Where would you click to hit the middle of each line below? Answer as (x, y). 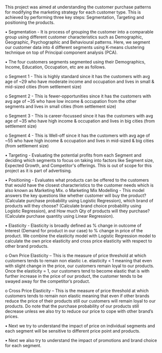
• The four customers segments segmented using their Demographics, (75, 62)
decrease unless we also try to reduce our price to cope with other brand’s (79, 311)
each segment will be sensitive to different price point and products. (73, 331)
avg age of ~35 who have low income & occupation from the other (71, 101)
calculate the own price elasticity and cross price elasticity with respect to (79, 241)
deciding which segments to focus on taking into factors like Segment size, (80, 160)
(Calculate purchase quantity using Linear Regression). (60, 216)
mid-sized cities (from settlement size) (43, 87)
